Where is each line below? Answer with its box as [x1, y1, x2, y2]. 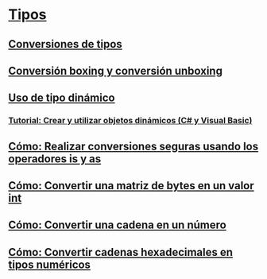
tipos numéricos [8, 258, 91, 271]
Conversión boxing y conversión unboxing [8, 64, 222, 77]
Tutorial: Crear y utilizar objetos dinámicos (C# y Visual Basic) [8, 115, 253, 126]
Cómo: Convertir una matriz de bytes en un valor [8, 179, 254, 192]
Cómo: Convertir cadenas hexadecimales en [8, 245, 233, 259]
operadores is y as [8, 152, 102, 165]
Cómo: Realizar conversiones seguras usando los [8, 139, 259, 153]
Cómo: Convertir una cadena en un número [8, 219, 226, 232]
